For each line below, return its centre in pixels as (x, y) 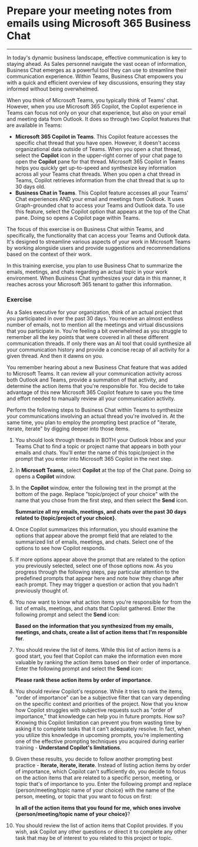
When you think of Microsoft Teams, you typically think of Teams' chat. (93, 100)
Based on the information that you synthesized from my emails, (94, 626)
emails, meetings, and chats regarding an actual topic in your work (87, 272)
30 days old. (30, 186)
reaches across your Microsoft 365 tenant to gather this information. (90, 284)
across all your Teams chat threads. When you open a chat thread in (98, 174)
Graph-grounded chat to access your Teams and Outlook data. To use (100, 205)
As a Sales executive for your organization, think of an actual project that (95, 312)
